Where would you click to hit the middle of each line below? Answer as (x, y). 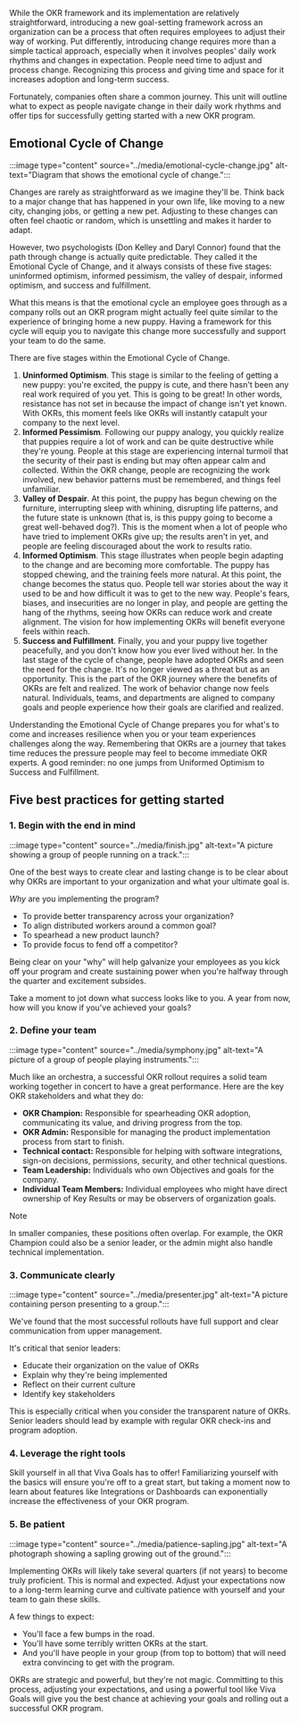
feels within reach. (56, 631)
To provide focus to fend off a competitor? (100, 944)
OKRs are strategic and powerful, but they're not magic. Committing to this (146, 1679)
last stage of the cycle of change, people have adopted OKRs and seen (153, 659)
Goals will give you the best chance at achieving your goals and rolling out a (149, 1698)
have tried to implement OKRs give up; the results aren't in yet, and (145, 536)
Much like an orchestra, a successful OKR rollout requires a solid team (138, 1076)
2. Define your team (53, 1031)
